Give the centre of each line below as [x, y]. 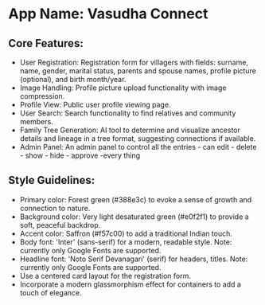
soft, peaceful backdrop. [60, 225]
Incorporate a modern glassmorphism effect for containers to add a [130, 284]
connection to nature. [55, 208]
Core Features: [46, 43]
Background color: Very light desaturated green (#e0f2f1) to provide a [134, 217]
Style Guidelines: [52, 180]
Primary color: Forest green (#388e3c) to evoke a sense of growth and [136, 199]
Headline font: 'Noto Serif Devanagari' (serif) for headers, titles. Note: [134, 259]
